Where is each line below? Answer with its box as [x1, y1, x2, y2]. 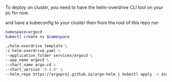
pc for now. [5, 10, 29, 16]
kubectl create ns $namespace [5, 34, 70, 39]
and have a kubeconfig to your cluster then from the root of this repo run [5, 20, 159, 25]
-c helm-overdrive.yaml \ [5, 48, 60, 53]
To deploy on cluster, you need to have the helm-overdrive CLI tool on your [5, 5, 164, 10]
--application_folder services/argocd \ [5, 53, 93, 58]
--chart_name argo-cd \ [5, 62, 56, 68]
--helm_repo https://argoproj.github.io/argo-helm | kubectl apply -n [5, 72, 159, 77]
